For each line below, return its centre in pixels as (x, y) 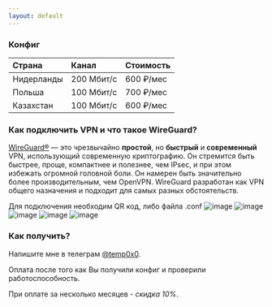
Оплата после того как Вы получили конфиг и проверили (107, 270)
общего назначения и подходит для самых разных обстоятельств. (124, 191)
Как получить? (39, 236)
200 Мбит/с (94, 79)
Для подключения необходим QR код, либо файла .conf (106, 206)
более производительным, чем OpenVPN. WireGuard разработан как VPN (136, 182)
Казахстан (33, 105)
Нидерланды (38, 79)
